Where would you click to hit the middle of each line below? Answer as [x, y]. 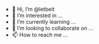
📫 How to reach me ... [40, 35]
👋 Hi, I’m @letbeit [33, 9]
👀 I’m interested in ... [37, 15]
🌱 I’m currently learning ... [44, 22]
